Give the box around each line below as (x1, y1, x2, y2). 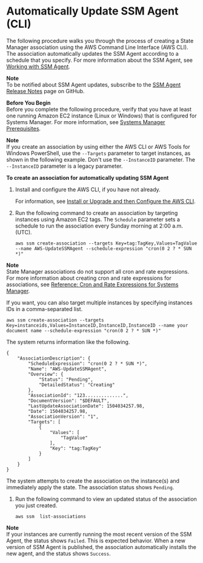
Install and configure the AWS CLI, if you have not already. (15, 186, 161, 193)
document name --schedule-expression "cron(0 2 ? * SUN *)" (6, 328, 162, 334)
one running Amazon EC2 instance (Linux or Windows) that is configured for (6, 112, 197, 119)
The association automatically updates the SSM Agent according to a (6, 50, 179, 57)
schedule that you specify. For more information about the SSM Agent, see (6, 56, 193, 64)
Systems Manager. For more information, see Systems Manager (6, 118, 165, 125)
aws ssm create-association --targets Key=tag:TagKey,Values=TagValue (15, 240, 198, 246)
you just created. (15, 501, 58, 509)
